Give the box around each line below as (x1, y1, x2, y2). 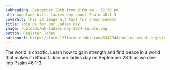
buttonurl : (5, 36, 28, 41)
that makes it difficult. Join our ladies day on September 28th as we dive (5, 54, 156, 60)
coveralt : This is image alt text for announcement (5, 17, 116, 22)
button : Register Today (5, 31, 56, 36)
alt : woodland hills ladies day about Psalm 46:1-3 (5, 12, 116, 17)
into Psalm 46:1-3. (5, 60, 43, 66)
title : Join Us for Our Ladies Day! (5, 21, 82, 27)
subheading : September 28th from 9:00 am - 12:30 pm (5, 7, 119, 13)
